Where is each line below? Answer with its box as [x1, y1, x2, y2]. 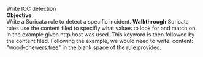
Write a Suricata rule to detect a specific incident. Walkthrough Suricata [6, 18, 189, 25]
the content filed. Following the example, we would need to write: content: [6, 38, 193, 44]
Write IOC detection [6, 5, 56, 12]
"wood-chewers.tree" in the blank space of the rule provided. [6, 44, 162, 51]
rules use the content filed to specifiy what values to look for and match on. [6, 24, 197, 32]
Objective [6, 12, 32, 19]
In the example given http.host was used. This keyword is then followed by [6, 31, 195, 38]
